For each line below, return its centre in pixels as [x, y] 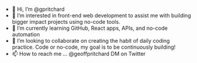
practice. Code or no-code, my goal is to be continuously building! [94, 47]
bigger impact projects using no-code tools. [66, 22]
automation [26, 34]
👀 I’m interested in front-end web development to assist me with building [101, 15]
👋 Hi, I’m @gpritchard [38, 9]
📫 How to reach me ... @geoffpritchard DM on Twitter [79, 54]
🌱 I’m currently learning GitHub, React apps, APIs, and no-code [90, 28]
